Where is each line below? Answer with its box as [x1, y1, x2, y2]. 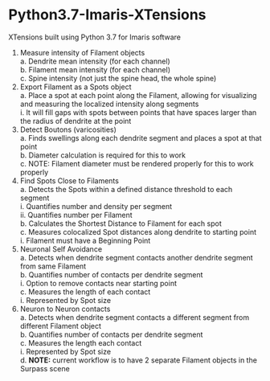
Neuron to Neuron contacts [19, 304, 111, 313]
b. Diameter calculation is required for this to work [19, 150, 186, 160]
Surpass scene [19, 363, 70, 373]
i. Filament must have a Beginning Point [19, 236, 151, 245]
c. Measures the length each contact [19, 338, 142, 347]
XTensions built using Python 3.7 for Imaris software [8, 32, 182, 42]
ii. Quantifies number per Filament [19, 210, 133, 219]
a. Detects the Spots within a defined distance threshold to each [19, 184, 233, 194]
